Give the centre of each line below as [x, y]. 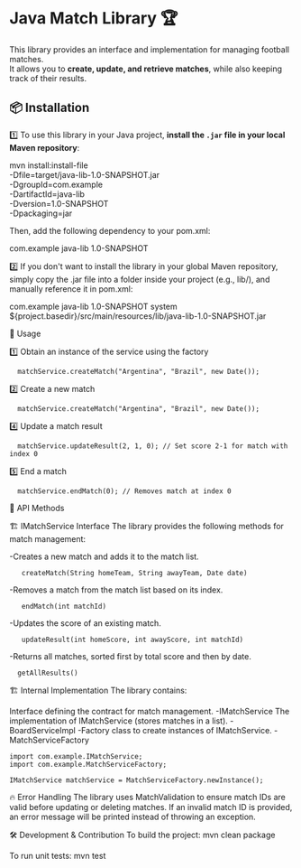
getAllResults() [48, 673]
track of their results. [48, 78]
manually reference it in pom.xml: [71, 289]
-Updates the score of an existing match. [86, 623]
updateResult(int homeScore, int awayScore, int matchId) [132, 639]
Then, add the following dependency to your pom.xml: [110, 230]
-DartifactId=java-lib [47, 194]
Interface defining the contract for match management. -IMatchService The [150, 711]
